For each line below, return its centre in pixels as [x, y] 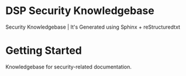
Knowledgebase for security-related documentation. [69, 67]
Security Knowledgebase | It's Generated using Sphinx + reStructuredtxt [93, 27]
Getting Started [44, 51]
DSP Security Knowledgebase [80, 11]
